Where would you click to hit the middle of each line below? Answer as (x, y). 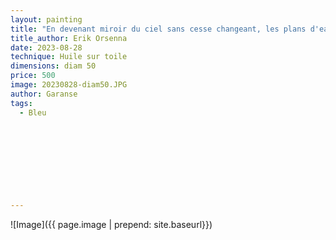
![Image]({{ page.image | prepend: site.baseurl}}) (111, 225)
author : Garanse (44, 94)
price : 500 (33, 76)
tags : (21, 103)
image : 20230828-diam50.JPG (69, 85)
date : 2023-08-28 (46, 47)
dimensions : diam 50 (53, 66)
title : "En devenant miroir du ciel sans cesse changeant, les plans (158, 29)
